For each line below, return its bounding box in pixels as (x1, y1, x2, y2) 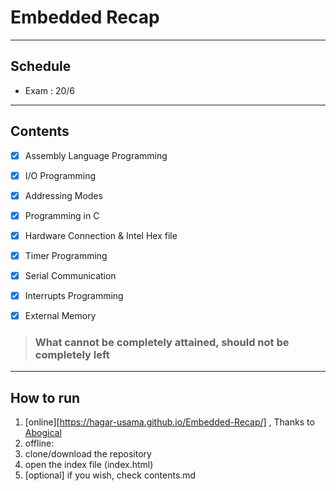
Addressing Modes (24, 189, 103, 201)
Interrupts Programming (24, 290, 124, 301)
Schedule (10, 58, 72, 75)
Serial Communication (24, 269, 117, 281)
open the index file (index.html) (24, 459, 154, 471)
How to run (10, 389, 81, 406)
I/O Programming (24, 169, 97, 181)
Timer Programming (24, 249, 108, 261)
